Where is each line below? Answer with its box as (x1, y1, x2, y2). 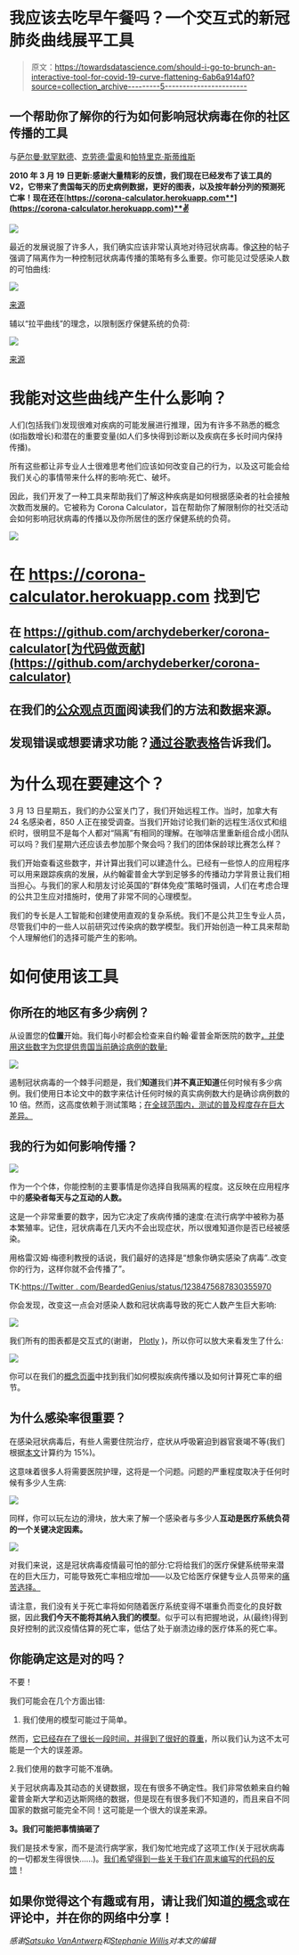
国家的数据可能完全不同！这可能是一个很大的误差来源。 (9, 1804, 212, 1815)
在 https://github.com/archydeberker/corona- (9, 624, 270, 639)
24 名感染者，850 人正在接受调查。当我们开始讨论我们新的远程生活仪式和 (9, 816, 280, 827)
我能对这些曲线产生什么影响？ (9, 388, 229, 408)
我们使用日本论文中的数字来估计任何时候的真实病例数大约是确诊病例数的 (24, 1087, 290, 1098)
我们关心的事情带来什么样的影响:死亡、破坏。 (9, 471, 176, 482)
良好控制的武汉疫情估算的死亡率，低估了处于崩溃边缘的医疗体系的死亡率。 (9, 1623, 282, 1633)
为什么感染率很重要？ (9, 1411, 126, 1426)
